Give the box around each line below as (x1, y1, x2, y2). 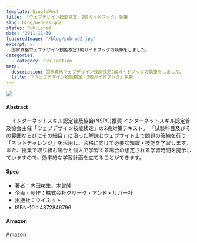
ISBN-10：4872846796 (14, 204, 72, 211)
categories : (6, 52, 35, 58)
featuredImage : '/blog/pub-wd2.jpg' (6, 36, 96, 42)
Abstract (6, 104, 28, 111)
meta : (6, 63, 19, 69)
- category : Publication (11, 58, 72, 64)
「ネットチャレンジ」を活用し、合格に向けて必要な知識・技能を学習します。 (6, 139, 191, 147)
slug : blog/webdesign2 (6, 19, 62, 25)
